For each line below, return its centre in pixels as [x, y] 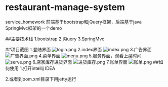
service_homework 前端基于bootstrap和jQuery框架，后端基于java [73, 22]
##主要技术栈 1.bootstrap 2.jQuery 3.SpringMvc [55, 39]
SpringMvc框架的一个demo [34, 28]
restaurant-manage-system [65, 7]
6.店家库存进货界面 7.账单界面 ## [96, 62]
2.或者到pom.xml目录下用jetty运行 [41, 79]
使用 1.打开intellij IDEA [32, 68]
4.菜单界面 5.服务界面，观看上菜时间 [90, 56]
